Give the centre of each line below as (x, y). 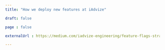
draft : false (18, 18)
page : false (18, 27)
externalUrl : (20, 36)
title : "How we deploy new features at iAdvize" (56, 9)
